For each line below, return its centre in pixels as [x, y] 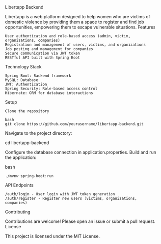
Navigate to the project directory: [39, 133]
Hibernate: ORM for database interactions [49, 93]
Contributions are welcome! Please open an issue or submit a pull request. [80, 221]
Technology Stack [23, 67]
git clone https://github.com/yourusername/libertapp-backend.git [74, 124]
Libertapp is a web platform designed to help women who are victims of [78, 16]
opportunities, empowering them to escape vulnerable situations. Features [80, 27]
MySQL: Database [22, 80]
